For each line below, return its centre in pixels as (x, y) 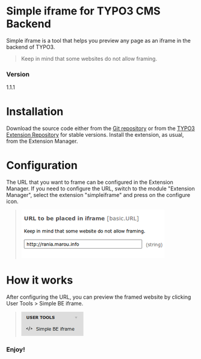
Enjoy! (16, 349)
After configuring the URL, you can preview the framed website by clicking (99, 297)
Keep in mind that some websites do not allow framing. (89, 58)
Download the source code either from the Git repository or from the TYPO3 (100, 128)
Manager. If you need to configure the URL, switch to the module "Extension (101, 189)
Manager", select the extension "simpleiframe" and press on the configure (98, 195)
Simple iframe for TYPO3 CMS (83, 11)
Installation (35, 112)
